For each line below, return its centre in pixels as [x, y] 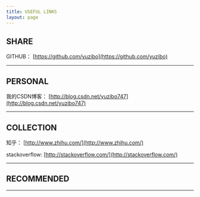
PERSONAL [27, 81]
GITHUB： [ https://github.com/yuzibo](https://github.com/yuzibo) [87, 57]
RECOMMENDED [38, 179]
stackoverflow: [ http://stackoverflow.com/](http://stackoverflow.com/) [92, 154]
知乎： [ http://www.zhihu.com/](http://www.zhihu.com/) [75, 142]
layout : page [22, 17]
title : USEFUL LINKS [32, 12]
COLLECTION [32, 127]
